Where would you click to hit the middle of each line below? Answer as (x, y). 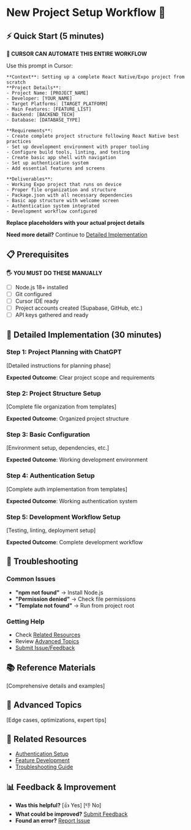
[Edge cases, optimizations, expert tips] (57, 720)
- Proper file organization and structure (61, 190)
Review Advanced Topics (47, 641)
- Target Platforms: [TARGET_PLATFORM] (57, 104)
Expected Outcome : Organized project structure (68, 419)
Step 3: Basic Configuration (48, 434)
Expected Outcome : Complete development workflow (75, 542)
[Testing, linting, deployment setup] (51, 530)
